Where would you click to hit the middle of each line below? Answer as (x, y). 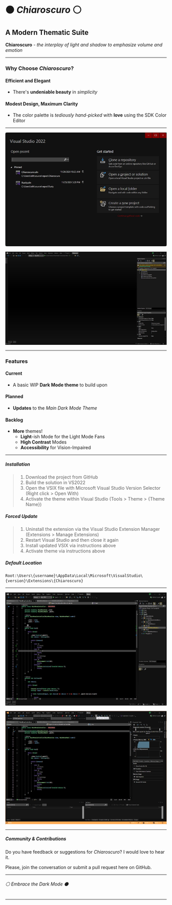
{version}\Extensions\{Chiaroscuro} (44, 581)
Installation (18, 464)
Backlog (14, 420)
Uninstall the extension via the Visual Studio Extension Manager (93, 529)
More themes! (27, 431)
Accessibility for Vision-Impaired (56, 448)
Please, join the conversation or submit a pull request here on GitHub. (79, 867)
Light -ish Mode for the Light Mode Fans (62, 437)
